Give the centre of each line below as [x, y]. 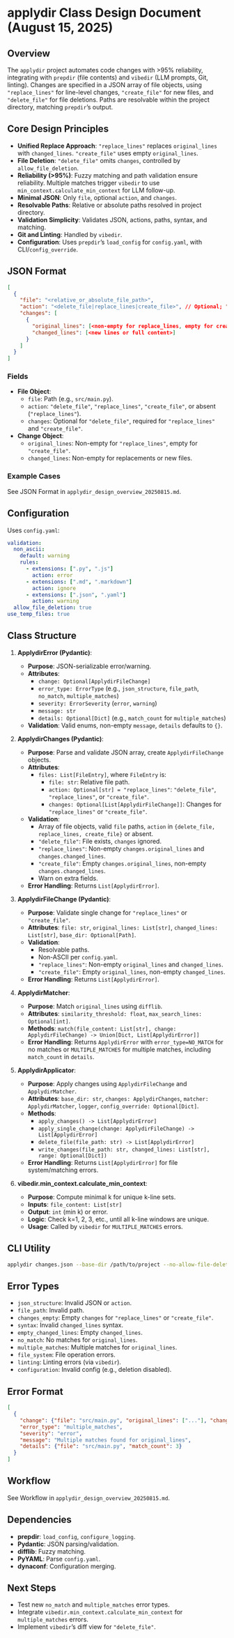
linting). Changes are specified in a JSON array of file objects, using [104, 85]
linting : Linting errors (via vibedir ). [69, 1362]
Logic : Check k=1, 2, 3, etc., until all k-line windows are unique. [118, 1219]
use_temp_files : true [39, 615]
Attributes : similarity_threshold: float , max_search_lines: [115, 1013]
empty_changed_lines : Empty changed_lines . [80, 1333]
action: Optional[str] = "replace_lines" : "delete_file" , [132, 789]
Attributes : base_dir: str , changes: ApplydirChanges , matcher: [118, 1098]
